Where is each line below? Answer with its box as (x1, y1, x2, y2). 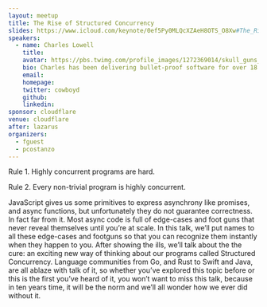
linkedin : (22, 100, 56, 108)
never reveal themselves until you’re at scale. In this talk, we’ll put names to (8, 223, 255, 233)
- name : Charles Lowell (15, 41, 94, 49)
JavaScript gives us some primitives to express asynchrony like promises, (8, 198, 250, 207)
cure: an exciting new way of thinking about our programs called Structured (8, 249, 256, 258)
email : (22, 71, 44, 79)
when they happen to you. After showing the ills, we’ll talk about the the (8, 240, 242, 250)
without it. (8, 291, 41, 301)
